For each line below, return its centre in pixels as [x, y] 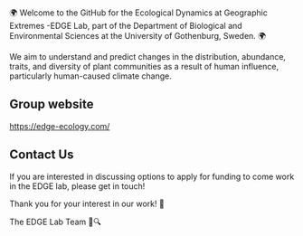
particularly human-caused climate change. [90, 76]
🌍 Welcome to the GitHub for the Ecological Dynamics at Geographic [139, 13]
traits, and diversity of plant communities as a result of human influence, [144, 66]
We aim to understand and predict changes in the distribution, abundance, [148, 57]
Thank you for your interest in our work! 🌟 [87, 203]
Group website [52, 104]
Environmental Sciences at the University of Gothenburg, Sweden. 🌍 [138, 36]
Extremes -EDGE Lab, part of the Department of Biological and [126, 26]
